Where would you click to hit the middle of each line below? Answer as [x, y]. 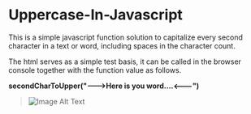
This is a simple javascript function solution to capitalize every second [126, 37]
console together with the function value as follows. [95, 70]
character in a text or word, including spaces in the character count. [122, 45]
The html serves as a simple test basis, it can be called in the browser [125, 61]
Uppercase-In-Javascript [95, 15]
